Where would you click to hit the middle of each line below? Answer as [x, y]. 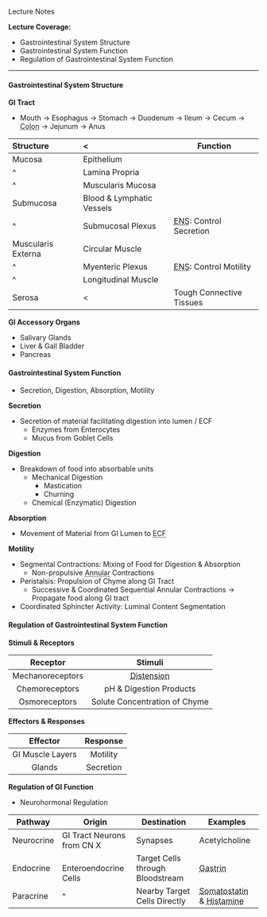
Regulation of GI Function [51, 787]
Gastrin [213, 868]
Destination [164, 822]
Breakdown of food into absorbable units [87, 469]
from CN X [82, 845]
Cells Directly [161, 900]
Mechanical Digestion [67, 477]
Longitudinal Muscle [121, 280]
